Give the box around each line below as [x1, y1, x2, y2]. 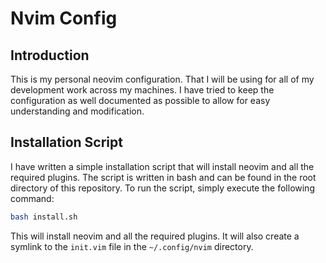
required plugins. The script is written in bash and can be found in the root [10, 171, 317, 183]
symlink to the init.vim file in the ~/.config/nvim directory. [10, 240, 254, 252]
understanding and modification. [10, 105, 145, 117]
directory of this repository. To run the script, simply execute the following [10, 182, 315, 194]
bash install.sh [10, 212, 78, 222]
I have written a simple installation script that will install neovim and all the [10, 160, 315, 172]
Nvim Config [10, 7, 118, 30]
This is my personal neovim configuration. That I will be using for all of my [10, 73, 315, 85]
